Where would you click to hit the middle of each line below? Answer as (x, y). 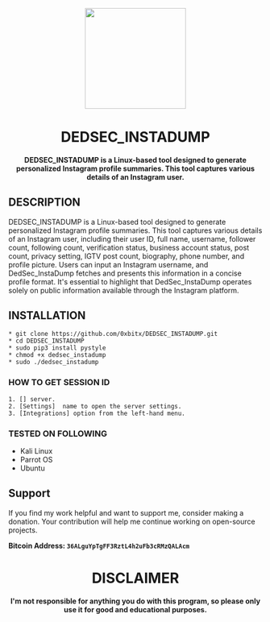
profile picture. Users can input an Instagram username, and (108, 264)
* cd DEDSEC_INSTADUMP (46, 341)
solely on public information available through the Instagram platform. (124, 290)
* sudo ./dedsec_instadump (54, 363)
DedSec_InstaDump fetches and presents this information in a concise (125, 273)
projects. (23, 530)
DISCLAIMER (135, 578)
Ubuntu (33, 468)
